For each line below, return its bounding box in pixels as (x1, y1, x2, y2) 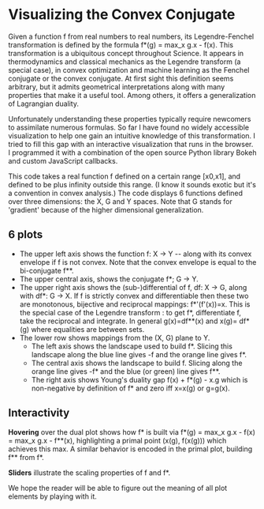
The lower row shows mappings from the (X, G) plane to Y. (19, 333, 210, 342)
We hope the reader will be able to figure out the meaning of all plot (8, 483, 228, 492)
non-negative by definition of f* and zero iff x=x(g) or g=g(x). (31, 383, 230, 393)
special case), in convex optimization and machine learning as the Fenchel (8, 65, 250, 74)
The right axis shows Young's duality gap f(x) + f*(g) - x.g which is (31, 375, 248, 384)
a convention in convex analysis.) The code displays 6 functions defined (8, 188, 243, 198)
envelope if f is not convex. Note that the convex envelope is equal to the (19, 257, 257, 266)
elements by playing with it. (8, 492, 97, 501)
